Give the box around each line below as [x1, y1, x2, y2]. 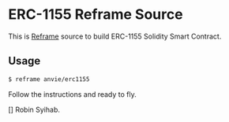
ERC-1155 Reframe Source [8, 6, 183, 24]
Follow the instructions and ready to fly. [8, 89, 137, 99]
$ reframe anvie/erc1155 [8, 75, 90, 83]
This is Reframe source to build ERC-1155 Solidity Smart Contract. [8, 31, 222, 41]
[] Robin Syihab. [8, 105, 61, 114]
